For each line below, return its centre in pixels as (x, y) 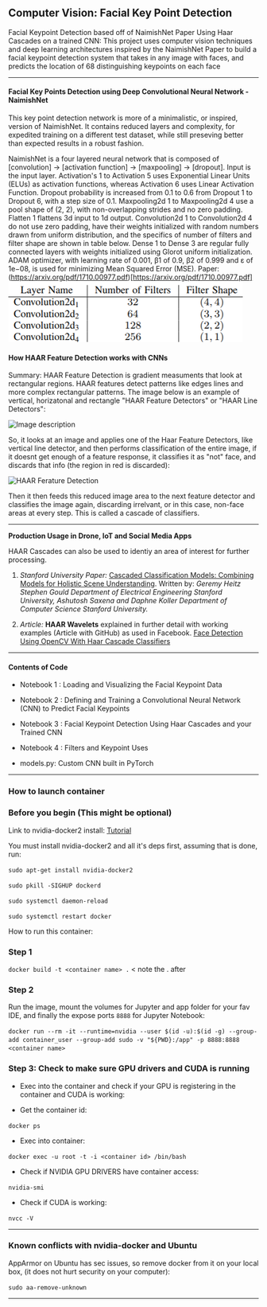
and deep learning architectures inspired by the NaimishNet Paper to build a (132, 49)
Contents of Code (38, 667)
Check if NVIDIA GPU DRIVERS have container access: (109, 1171)
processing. (28, 560)
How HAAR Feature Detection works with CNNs (88, 357)
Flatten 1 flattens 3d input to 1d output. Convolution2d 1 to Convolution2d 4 (130, 218)
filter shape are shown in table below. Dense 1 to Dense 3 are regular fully (129, 244)
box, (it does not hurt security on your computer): (89, 1271)
